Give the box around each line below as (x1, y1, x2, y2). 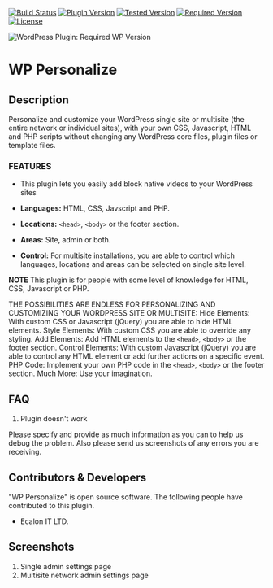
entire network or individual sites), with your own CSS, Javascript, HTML (8, 123, 252, 133)
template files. (8, 141, 56, 150)
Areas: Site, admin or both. (19, 235, 111, 245)
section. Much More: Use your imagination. (8, 368, 153, 378)
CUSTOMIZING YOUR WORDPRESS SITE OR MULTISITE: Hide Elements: (8, 308, 250, 318)
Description (8, 93, 69, 107)
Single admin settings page (19, 561, 112, 571)
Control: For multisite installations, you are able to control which (19, 250, 236, 260)
